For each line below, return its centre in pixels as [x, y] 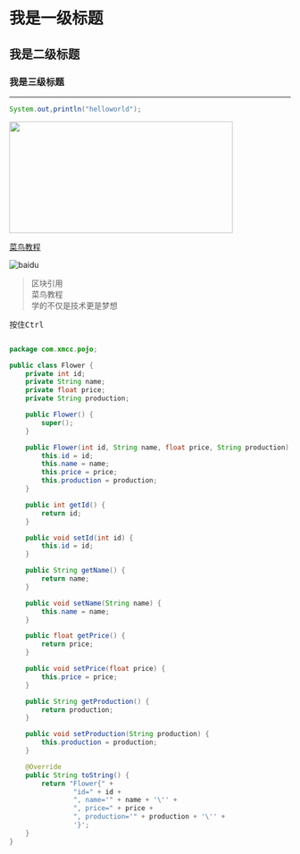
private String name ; [65, 382]
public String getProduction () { [87, 701]
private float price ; [65, 390]
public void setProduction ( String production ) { [117, 734]
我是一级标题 [57, 18]
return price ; [67, 644]
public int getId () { [65, 505]
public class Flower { [51, 365]
